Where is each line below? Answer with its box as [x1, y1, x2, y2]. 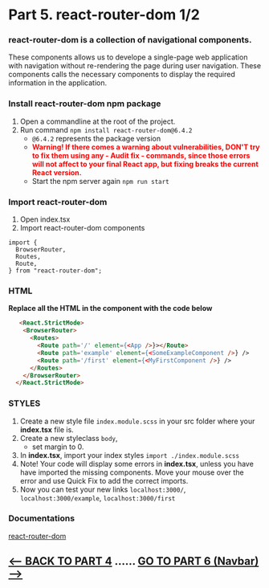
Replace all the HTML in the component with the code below [8, 304, 213, 313]
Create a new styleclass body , [19, 433, 118, 443]
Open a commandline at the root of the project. [19, 116, 176, 126]
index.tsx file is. [19, 424, 74, 435]
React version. [31, 167, 82, 178]
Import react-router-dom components [19, 223, 145, 233]
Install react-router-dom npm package [8, 98, 161, 109]
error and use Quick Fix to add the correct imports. [19, 476, 189, 485]
